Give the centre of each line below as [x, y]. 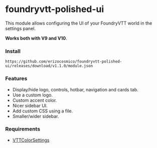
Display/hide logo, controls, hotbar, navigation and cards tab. [75, 89]
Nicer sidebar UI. [30, 105]
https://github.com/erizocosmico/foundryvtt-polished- [64, 62]
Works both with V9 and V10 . [36, 38]
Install [13, 51]
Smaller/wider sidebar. [36, 116]
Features [16, 79]
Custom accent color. [35, 100]
